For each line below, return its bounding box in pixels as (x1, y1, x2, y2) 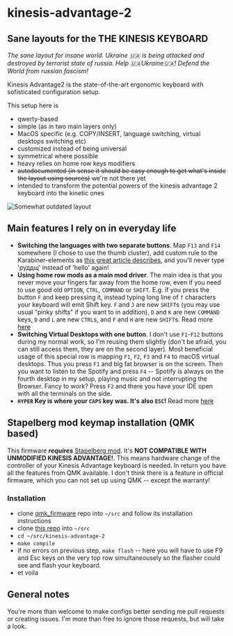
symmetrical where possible (17, 152, 99, 160)
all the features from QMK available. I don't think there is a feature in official (7, 469, 224, 477)
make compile (17, 540, 56, 547)
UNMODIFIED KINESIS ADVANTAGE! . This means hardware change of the (7, 453, 220, 462)
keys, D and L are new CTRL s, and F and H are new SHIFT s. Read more (17, 315, 214, 324)
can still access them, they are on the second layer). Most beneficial (17, 344, 214, 353)
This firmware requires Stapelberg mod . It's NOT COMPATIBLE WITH (7, 446, 207, 455)
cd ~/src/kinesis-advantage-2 (17, 532, 106, 540)
